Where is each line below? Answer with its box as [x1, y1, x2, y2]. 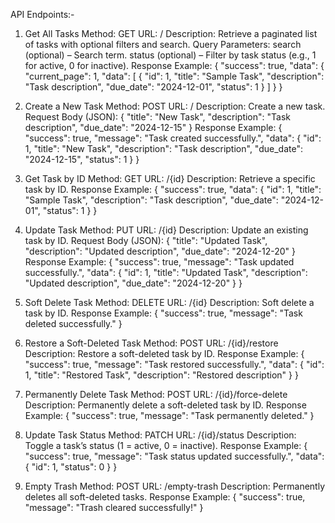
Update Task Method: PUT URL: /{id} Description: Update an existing [24, 224, 309, 236]
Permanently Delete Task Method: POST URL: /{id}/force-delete [24, 389, 288, 400]
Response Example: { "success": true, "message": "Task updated [24, 256, 295, 268]
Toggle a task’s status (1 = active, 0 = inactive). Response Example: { [24, 440, 308, 451]
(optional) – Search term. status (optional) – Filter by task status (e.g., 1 [24, 49, 317, 61]
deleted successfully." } [24, 318, 123, 329]
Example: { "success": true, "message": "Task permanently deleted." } [24, 410, 315, 421]
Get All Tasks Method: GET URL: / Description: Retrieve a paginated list [24, 28, 318, 39]
